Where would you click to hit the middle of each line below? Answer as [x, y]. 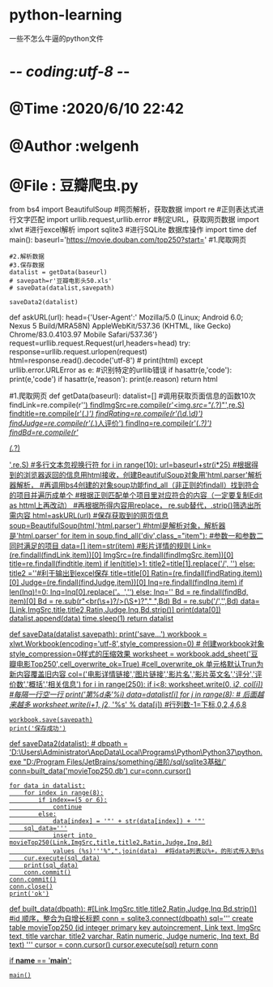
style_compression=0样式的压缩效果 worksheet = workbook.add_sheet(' [130, 654]
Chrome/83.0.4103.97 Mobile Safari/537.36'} [83, 335]
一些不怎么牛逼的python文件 [56, 38]
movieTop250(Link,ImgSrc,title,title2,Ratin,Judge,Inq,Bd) [111, 843]
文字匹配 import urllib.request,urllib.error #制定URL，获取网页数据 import [138, 220]
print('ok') [29, 894]
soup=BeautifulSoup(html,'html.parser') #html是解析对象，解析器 [117, 526]
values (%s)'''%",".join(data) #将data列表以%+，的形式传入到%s [158, 852]
